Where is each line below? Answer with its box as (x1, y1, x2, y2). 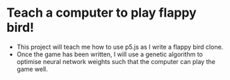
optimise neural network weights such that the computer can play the (16, 57, 216, 65)
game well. (16, 65, 48, 73)
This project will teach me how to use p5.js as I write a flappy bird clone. (16, 42, 224, 51)
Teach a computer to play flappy (6, 5, 197, 21)
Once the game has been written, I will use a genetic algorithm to (16, 50, 203, 58)
